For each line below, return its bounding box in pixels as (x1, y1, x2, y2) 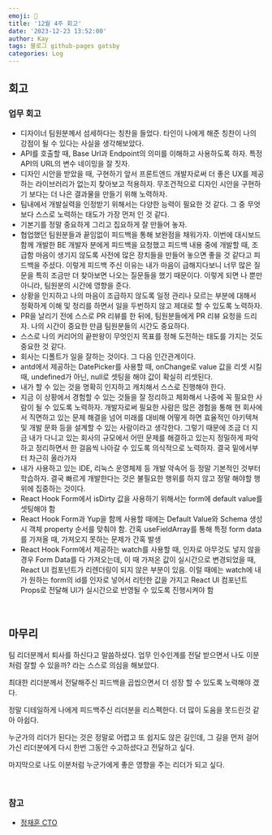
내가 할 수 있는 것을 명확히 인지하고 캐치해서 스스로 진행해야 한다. (19, 382, 226, 392)
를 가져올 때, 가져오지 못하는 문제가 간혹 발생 (19, 534, 162, 544)
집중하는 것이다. (35, 483, 86, 493)
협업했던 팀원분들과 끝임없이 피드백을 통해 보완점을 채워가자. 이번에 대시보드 (19, 229, 261, 240)
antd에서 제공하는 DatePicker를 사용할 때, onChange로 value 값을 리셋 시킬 (19, 361, 262, 371)
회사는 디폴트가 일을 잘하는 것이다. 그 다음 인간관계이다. (19, 351, 196, 361)
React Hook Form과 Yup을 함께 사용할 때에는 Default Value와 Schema (19, 513, 248, 524)
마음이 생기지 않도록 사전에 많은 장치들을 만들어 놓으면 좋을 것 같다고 (35, 249, 253, 260)
